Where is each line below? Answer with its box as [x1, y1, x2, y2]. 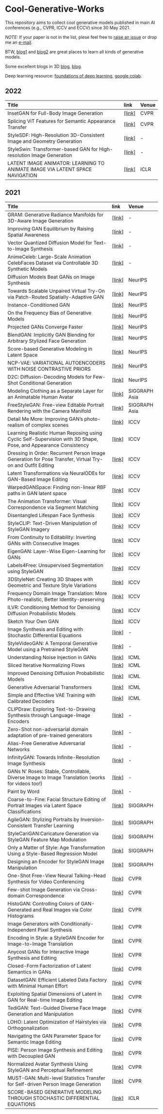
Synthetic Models [7, 265, 48, 272]
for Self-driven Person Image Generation [7, 1080, 101, 1087]
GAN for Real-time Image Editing [7, 996, 82, 1003]
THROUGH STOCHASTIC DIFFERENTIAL [7, 1094, 100, 1101]
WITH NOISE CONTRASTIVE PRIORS [7, 365, 91, 372]
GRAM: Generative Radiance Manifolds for [7, 211, 104, 218]
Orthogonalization [7, 1024, 49, 1031]
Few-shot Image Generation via [7, 886, 80, 893]
